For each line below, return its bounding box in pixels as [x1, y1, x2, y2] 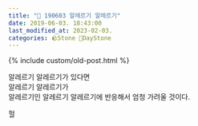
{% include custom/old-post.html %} [8, 56, 130, 65]
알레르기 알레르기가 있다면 [8, 73, 91, 82]
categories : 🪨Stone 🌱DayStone [8, 33, 112, 42]
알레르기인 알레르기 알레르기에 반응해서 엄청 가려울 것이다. [8, 93, 191, 102]
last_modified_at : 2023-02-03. [8, 26, 113, 34]
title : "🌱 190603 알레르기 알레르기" [8, 11, 121, 20]
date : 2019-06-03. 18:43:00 [8, 19, 103, 27]
